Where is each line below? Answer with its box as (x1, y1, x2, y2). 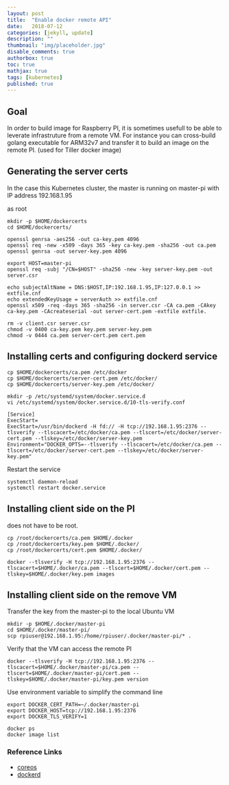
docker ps (7, 725, 36, 732)
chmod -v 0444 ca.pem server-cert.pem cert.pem (7, 332, 146, 339)
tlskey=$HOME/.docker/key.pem (7, 571, 94, 578)
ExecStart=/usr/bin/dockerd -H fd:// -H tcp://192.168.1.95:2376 (7, 423, 197, 430)
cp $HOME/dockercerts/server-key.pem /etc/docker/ (7, 380, 155, 388)
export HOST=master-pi (7, 260, 72, 266)
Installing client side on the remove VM (7, 589, 177, 601)
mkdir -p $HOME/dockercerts (7, 218, 88, 225)
